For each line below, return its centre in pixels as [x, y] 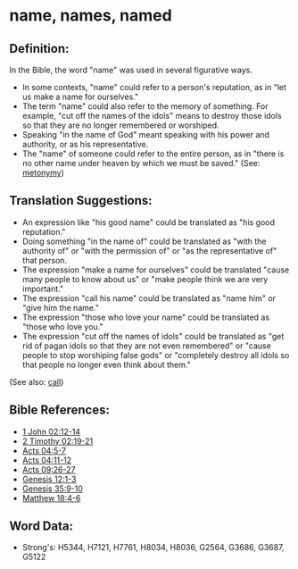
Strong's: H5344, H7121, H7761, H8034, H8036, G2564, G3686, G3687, [153, 548]
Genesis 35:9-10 [52, 489]
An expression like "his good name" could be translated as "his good [148, 222]
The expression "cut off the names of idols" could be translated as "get [153, 336]
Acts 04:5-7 [44, 450]
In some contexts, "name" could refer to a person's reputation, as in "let [154, 87]
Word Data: [41, 527]
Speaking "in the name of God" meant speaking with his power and [146, 134]
